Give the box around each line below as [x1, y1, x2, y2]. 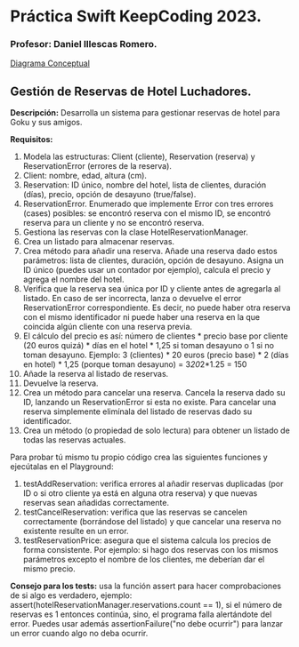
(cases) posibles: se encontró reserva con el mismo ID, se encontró [22, 208, 271, 219]
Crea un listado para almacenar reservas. [22, 236, 175, 247]
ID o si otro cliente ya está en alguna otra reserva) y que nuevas [22, 488, 258, 499]
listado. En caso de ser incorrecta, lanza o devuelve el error [22, 293, 242, 304]
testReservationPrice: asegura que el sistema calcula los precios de [22, 535, 271, 546]
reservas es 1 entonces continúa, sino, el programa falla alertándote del [10, 609, 272, 619]
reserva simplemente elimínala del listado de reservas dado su [22, 406, 253, 417]
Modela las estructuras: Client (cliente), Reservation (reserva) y [22, 151, 256, 162]
